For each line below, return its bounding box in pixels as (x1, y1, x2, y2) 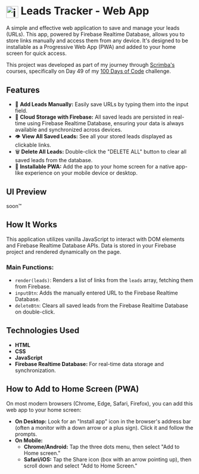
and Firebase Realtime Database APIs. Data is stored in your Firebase (6, 241, 176, 249)
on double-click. (14, 308, 55, 315)
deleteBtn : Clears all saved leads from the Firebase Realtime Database (14, 302, 189, 309)
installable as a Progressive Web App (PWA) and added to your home (6, 44, 176, 51)
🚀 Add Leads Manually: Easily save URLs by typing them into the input (14, 101, 189, 108)
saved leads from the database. (14, 157, 93, 164)
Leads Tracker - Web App (20, 4, 150, 18)
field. (14, 107, 28, 114)
